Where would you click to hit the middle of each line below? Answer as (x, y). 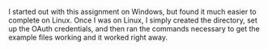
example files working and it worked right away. (88, 37)
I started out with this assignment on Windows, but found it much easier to (132, 12)
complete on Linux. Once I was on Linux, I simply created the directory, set (133, 20)
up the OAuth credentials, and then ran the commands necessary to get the (134, 29)
